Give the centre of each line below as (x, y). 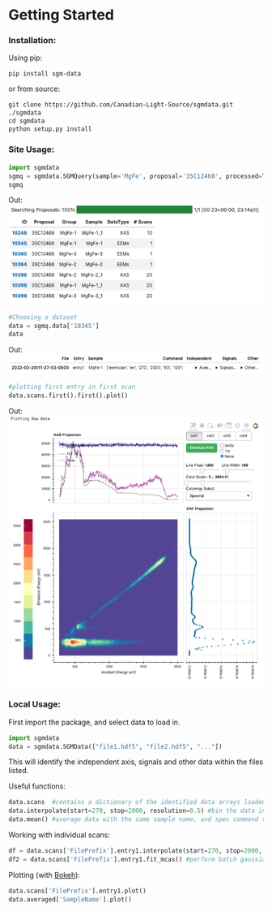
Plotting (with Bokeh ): (45, 875)
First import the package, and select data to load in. (94, 722)
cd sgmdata (27, 121)
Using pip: (25, 58)
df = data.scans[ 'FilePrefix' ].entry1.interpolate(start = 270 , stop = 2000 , (136, 851)
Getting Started (62, 15)
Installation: (32, 41)
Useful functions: (37, 786)
